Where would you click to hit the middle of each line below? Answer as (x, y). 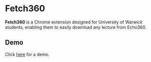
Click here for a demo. (27, 54)
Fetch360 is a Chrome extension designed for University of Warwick (74, 22)
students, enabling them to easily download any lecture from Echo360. (76, 27)
